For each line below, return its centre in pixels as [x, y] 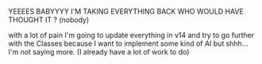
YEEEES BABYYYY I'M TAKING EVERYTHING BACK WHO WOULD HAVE [126, 11]
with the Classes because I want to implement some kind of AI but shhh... [128, 43]
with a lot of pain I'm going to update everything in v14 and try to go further [131, 35]
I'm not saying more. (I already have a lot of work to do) [99, 52]
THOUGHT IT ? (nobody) [49, 20]
